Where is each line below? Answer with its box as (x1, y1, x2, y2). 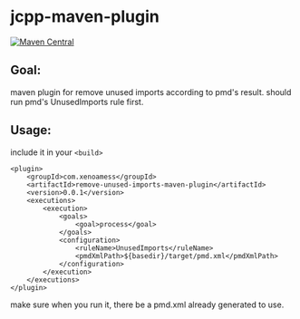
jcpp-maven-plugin (10, 6, 160, 27)
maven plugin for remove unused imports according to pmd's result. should (10, 86, 292, 97)
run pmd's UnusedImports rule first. (10, 96, 144, 107)
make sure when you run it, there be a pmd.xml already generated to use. (10, 299, 285, 310)
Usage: (10, 122, 53, 138)
